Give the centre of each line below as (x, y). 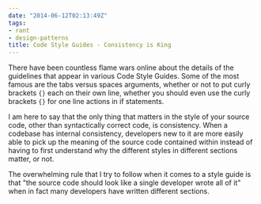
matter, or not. (31, 159)
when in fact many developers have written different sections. (109, 191)
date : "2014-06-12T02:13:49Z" (58, 15)
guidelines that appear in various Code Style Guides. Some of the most (124, 76)
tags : (17, 23)
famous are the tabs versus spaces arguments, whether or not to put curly (129, 85)
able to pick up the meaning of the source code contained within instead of (130, 142)
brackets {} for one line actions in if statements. (86, 102)
